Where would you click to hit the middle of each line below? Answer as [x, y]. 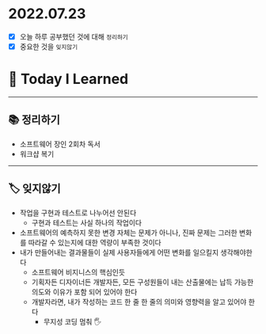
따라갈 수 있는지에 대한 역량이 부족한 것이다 [95, 242]
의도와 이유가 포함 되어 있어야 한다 [84, 292]
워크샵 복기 [37, 154]
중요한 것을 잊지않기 [48, 47]
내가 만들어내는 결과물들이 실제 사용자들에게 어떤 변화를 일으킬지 [119, 252]
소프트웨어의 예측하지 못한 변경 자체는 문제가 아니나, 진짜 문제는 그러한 [128, 232]
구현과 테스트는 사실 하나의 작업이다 [87, 222]
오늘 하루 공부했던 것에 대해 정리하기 [74, 36]
